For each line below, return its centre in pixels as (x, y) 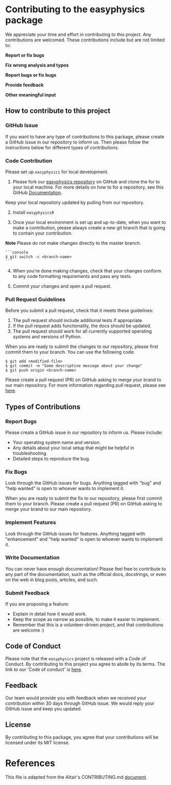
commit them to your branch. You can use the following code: (70, 352)
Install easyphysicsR (33, 212)
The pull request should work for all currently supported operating (82, 331)
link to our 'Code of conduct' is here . (44, 669)
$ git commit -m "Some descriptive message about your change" (74, 366)
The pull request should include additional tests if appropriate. (78, 320)
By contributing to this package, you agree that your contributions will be (82, 737)
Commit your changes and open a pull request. (62, 286)
